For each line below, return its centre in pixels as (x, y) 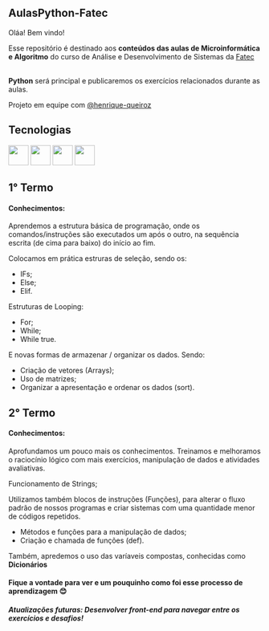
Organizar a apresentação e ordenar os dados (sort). (107, 388)
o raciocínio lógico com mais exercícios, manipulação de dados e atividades (134, 459)
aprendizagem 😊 (38, 591)
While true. (38, 340)
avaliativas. (27, 468)
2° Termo (32, 413)
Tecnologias (40, 130)
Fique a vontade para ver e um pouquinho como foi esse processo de (126, 583)
